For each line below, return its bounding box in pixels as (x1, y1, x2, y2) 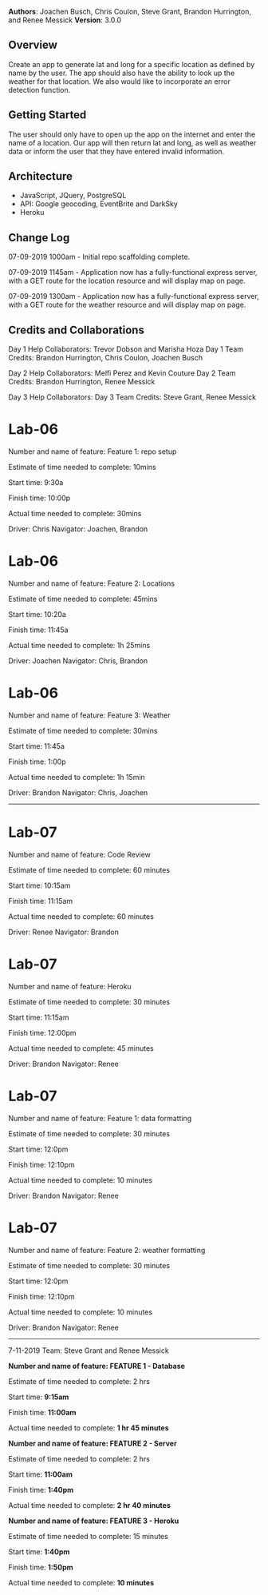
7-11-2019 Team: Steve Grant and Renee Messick (8, 1346, 169, 1355)
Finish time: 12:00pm (8, 1028, 77, 1037)
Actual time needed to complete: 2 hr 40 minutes (8, 1500, 171, 1509)
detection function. (8, 85, 71, 94)
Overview (8, 38, 58, 52)
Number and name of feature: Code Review (8, 849, 152, 859)
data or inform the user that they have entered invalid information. (8, 146, 225, 156)
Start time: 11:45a (8, 741, 65, 750)
